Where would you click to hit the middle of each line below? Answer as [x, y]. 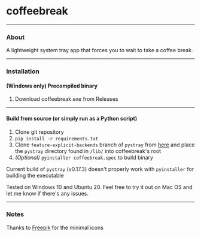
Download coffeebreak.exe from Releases [66, 99]
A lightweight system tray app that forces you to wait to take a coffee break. [100, 50]
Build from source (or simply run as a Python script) [72, 118]
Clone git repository [39, 132]
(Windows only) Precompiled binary [52, 86]
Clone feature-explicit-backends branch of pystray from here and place [105, 145]
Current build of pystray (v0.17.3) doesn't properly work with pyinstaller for [100, 169]
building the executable [35, 175]
